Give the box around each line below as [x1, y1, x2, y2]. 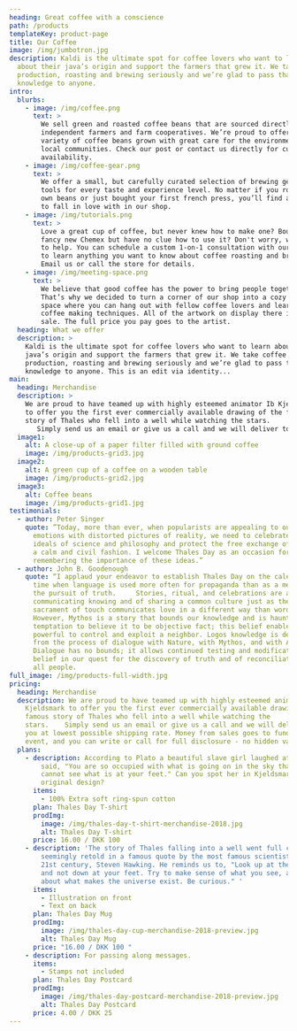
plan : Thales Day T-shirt [32, 803, 128, 812]
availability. [41, 152, 93, 162]
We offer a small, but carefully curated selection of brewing [41, 178, 278, 187]
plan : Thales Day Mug [32, 910, 113, 919]
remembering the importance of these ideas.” [32, 556, 203, 565]
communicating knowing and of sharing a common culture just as [32, 597, 275, 606]
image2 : [17, 458, 46, 466]
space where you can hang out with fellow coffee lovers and [41, 301, 271, 310]
